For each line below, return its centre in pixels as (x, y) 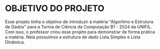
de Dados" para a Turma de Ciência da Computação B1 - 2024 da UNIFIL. (79, 26)
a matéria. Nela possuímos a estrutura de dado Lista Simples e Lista (73, 37)
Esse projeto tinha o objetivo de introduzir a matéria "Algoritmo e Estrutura (79, 22)
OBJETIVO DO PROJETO (55, 8)
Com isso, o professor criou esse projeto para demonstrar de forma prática (80, 32)
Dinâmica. (15, 42)
